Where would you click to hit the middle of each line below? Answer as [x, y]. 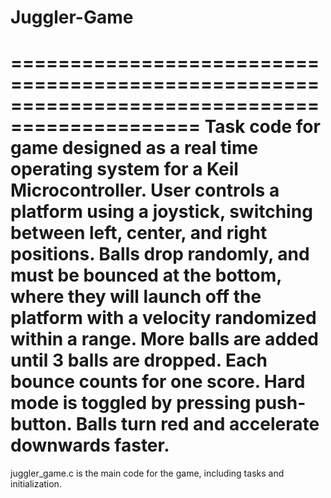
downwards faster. [90, 445]
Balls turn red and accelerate [197, 424]
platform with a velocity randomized [163, 318]
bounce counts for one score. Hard [158, 382]
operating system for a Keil [124, 169]
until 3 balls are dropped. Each [139, 360]
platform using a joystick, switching [161, 212]
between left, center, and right [139, 233]
